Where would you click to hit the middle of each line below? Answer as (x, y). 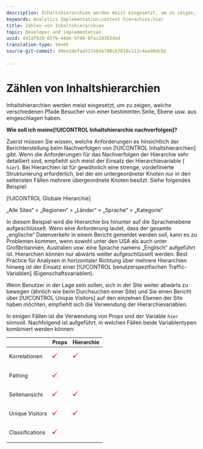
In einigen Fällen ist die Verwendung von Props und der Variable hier (92, 316)
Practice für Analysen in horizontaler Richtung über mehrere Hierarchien (97, 260)
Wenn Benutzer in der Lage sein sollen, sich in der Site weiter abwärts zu (97, 285)
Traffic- (178, 267)
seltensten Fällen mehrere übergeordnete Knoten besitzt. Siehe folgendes (98, 180)
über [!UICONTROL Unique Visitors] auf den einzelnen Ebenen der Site (95, 298)
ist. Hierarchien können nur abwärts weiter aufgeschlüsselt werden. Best (97, 254)
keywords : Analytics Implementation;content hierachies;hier (85, 19)
